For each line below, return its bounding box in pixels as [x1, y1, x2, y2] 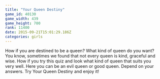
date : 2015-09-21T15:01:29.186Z [5, 30, 71, 35]
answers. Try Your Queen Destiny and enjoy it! [5, 68, 99, 74]
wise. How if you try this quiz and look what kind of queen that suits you [5, 58, 152, 64]
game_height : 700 [5, 20, 41, 26]
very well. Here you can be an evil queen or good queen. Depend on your [5, 63, 154, 69]
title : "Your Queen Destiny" [5, 7, 65, 12]
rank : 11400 [5, 25, 30, 30]
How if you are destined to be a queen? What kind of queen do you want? [5, 47, 155, 54]
